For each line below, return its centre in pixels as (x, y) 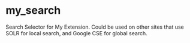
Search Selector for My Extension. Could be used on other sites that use (95, 27)
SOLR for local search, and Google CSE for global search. (76, 33)
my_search (33, 10)
